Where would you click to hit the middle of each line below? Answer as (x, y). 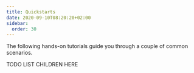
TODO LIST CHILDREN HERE (42, 64)
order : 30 (24, 29)
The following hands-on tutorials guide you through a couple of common (97, 46)
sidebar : (17, 23)
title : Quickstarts (31, 12)
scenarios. (19, 53)
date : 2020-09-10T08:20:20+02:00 (49, 18)
